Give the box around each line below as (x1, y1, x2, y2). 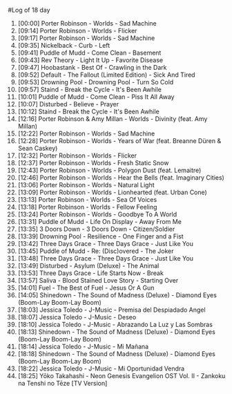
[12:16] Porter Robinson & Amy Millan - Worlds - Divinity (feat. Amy (17, 115, 208, 123)
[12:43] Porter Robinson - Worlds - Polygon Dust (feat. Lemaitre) (17, 166, 202, 174)
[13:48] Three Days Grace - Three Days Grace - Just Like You (17, 254, 194, 262)
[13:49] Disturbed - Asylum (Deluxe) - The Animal (17, 262, 159, 270)
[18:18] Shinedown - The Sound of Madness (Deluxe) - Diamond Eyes (17, 350, 216, 358)
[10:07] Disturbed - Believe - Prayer (17, 100, 119, 108)
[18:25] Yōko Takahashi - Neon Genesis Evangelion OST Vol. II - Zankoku (17, 372, 226, 379)
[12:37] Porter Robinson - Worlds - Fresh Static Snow (17, 159, 169, 167)
